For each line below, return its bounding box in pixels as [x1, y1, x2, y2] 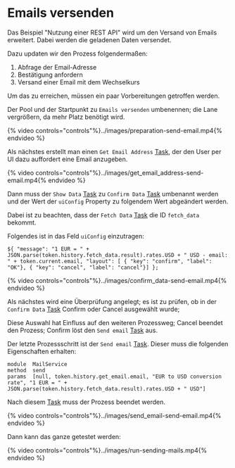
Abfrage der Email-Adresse [17, 63, 97, 71]
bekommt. [7, 218, 37, 227]
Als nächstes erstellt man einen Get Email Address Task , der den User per [7, 147, 222, 156]
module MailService [7, 360, 68, 367]
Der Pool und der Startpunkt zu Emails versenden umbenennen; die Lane [7, 105, 218, 113]
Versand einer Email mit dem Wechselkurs [17, 77, 140, 86]
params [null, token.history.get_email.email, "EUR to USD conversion [7, 373, 222, 380]
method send [7, 367, 46, 374]
